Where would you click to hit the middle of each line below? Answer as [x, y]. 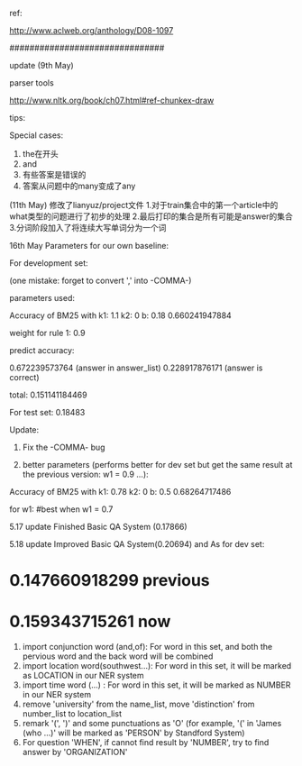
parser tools [32, 83]
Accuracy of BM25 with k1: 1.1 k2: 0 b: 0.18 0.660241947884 [120, 315]
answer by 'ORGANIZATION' [75, 752]
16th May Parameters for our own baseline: [89, 246]
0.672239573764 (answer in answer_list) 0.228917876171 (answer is [136, 368]
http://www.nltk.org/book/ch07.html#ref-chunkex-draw [112, 100]
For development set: [49, 263]
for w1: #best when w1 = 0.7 [61, 509]
